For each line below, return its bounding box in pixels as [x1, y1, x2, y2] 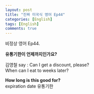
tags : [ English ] [5, 21, 39, 27]
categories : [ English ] [5, 17, 52, 22]
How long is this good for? [5, 77, 61, 83]
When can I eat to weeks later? [5, 67, 69, 73]
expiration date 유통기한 [5, 83, 53, 89]
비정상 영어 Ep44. [5, 41, 40, 47]
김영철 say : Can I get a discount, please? [5, 62, 89, 68]
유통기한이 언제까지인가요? [5, 51, 57, 57]
